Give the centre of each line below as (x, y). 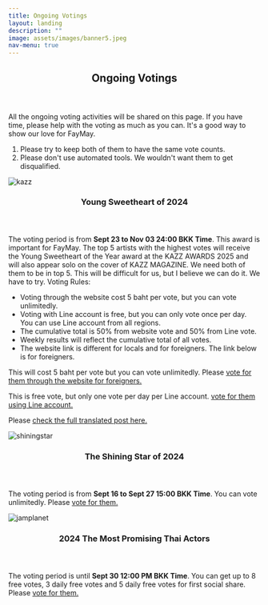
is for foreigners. (47, 357)
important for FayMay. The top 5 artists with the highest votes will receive (129, 248)
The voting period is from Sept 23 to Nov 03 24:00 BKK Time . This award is (134, 239)
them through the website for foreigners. (75, 381)
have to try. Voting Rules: (50, 282)
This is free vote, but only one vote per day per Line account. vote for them (132, 396)
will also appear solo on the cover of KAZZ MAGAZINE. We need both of (127, 265)
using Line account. (41, 405)
